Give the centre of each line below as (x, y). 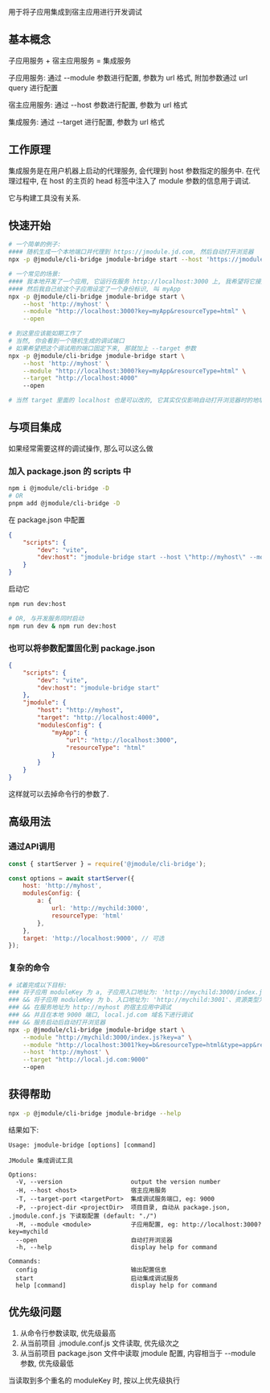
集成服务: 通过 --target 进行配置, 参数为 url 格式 (86, 122)
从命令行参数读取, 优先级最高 (68, 1333)
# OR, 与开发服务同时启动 (46, 618)
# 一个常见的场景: (35, 274)
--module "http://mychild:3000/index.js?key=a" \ (108, 1037)
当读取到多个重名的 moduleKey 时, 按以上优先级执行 (94, 1380)
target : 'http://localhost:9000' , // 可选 (94, 938)
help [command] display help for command (117, 1285)
